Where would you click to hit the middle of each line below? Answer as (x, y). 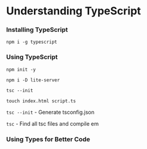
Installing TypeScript (37, 30)
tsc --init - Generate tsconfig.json (50, 112)
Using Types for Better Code (48, 139)
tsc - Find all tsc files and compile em (53, 123)
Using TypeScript (32, 57)
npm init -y (21, 69)
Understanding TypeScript (74, 11)
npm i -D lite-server (33, 80)
